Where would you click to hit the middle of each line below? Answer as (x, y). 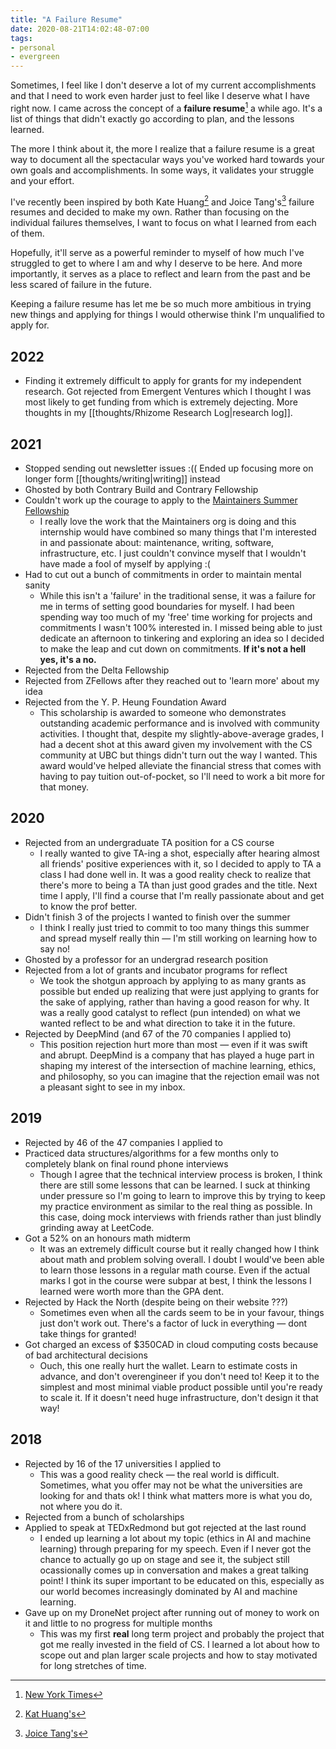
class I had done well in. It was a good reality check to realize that (175, 874)
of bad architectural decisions (86, 1355)
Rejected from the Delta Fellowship (97, 670)
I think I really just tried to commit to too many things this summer (174, 927)
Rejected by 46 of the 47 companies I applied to (123, 1142)
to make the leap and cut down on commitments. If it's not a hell (173, 649)
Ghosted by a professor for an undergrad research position (146, 959)
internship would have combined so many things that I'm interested (178, 532)
